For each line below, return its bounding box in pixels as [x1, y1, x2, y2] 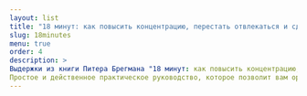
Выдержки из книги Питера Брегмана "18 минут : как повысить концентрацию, [9, 65, 301, 74]
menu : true [9, 38, 51, 48]
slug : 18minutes [9, 30, 71, 39]
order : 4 [9, 48, 43, 57]
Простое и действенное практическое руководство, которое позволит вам [9, 73, 288, 82]
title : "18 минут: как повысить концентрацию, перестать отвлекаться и [9, 22, 288, 31]
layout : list [9, 13, 59, 23]
